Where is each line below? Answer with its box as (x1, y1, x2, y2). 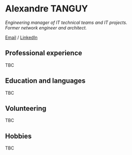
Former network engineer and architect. (5, 24, 87, 30)
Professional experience (5, 49, 82, 57)
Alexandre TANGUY (5, 3, 88, 14)
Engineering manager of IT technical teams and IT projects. (5, 19, 128, 25)
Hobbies (5, 132, 32, 140)
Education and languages (5, 77, 86, 85)
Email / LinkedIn (5, 34, 38, 40)
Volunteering (5, 104, 47, 113)
